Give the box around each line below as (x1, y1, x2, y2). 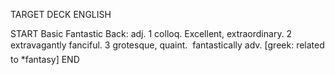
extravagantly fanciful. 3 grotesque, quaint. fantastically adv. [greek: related (10, 39, 325, 51)
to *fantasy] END (10, 54, 80, 65)
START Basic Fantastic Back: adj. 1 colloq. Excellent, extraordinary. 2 (10, 28, 293, 39)
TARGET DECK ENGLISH (10, 9, 112, 20)
